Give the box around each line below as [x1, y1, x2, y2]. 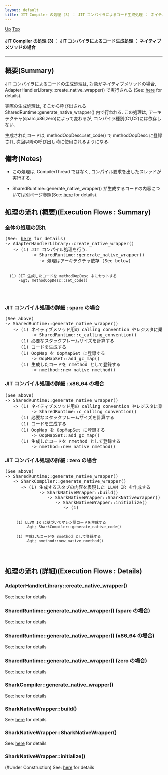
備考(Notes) [5, 154, 42, 163]
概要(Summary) [5, 66, 54, 75]
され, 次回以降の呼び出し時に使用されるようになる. [5, 138, 110, 144]
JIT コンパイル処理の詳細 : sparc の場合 [5, 304, 100, 311]
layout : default [5, 7, 39, 13]
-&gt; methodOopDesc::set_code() [18, 278, 88, 283]
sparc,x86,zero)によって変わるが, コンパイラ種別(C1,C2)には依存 [24, 115, 157, 121]
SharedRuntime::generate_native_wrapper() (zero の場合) [5, 657, 147, 664]
